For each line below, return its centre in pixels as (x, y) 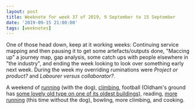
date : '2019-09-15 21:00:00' (42, 22)
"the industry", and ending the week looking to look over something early (95, 64)
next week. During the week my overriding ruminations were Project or (92, 70)
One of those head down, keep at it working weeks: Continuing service (92, 45)
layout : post (22, 11)
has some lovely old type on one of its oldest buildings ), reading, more (92, 94)
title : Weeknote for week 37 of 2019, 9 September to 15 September (91, 17)
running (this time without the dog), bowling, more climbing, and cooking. (95, 100)
